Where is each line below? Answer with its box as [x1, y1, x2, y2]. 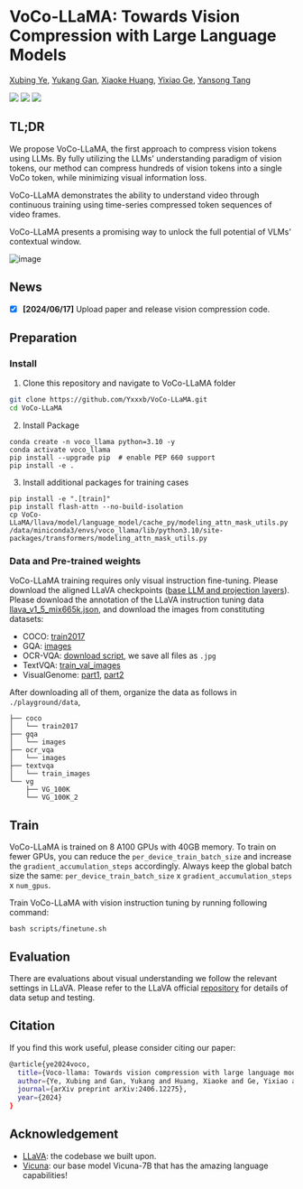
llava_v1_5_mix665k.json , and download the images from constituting [9, 604, 265, 615]
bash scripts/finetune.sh [9, 924, 106, 934]
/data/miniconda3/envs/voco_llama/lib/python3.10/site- [9, 526, 224, 535]
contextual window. [9, 236, 82, 246]
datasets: [9, 614, 44, 625]
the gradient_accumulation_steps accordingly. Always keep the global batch [9, 860, 293, 872]
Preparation [9, 330, 78, 346]
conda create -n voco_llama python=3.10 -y [9, 438, 176, 447]
